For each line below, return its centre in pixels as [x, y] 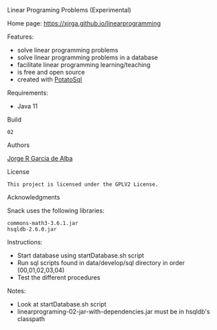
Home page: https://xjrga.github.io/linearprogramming [84, 23]
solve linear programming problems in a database [87, 57]
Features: [21, 37]
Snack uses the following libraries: [56, 211]
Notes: [17, 291]
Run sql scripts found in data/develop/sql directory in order [101, 263]
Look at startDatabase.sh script [62, 304]
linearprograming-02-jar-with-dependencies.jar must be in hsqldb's [113, 311]
